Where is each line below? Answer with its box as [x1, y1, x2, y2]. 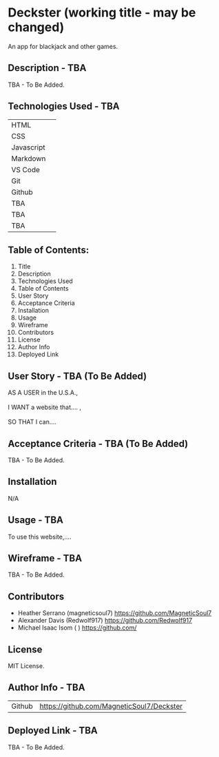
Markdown [11, 154, 46, 163]
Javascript [11, 143, 45, 152]
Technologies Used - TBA [8, 101, 120, 112]
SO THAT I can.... [8, 418, 57, 426]
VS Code [11, 165, 41, 174]
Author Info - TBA [8, 682, 85, 694]
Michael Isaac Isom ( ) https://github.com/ [17, 623, 137, 632]
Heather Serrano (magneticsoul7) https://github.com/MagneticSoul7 [17, 609, 212, 617]
